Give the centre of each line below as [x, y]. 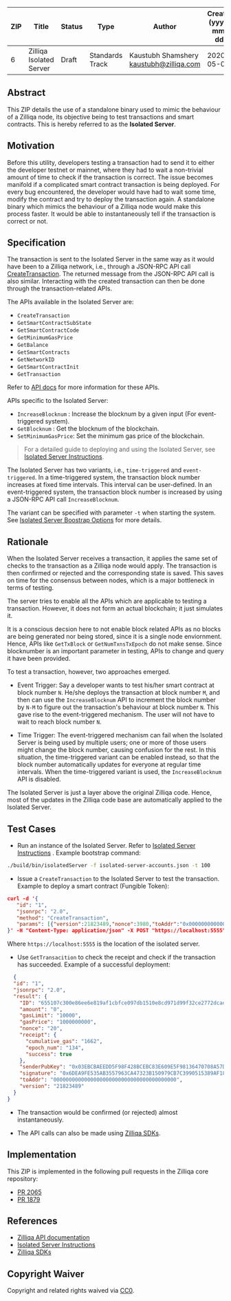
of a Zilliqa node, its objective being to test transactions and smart [101, 117]
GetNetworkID [36, 360]
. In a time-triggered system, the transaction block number [118, 477]
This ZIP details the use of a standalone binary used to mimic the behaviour [114, 109]
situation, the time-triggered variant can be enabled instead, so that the [118, 757]
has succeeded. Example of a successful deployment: [93, 964]
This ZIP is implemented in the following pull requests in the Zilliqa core [108, 1171]
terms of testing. [31, 588]
